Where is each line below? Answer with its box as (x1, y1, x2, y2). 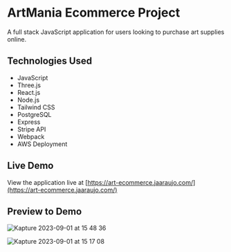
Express (17, 118, 41, 126)
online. (7, 35, 26, 43)
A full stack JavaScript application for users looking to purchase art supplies (7, 28, 225, 36)
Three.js (17, 81, 41, 89)
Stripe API (17, 125, 46, 133)
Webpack (17, 132, 45, 141)
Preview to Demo (7, 206, 82, 217)
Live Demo (7, 160, 54, 172)
